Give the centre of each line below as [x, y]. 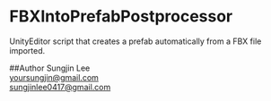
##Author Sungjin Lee [50, 68]
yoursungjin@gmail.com [54, 77]
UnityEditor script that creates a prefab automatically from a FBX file [135, 41]
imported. [27, 50]
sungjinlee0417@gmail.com [60, 87]
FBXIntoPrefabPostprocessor [121, 17]
